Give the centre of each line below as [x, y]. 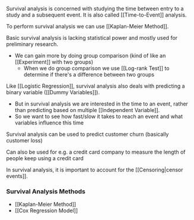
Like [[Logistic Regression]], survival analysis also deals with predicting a [96, 86]
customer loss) [24, 141]
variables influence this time [49, 123]
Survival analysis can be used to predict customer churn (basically [88, 134]
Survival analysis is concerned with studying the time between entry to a [95, 9]
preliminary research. [32, 44]
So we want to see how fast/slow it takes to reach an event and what [98, 116]
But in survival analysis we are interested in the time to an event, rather [101, 104]
